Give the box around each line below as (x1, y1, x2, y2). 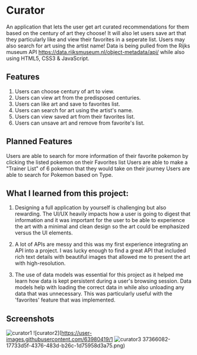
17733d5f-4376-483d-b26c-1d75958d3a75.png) (6, 342, 126, 349)
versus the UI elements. (14, 229, 73, 236)
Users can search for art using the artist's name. (14, 106, 134, 113)
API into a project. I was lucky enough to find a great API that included (14, 247, 186, 254)
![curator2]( (33, 329, 62, 337)
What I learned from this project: (6, 188, 129, 198)
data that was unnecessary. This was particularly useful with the (14, 290, 173, 297)
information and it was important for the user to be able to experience (14, 217, 185, 224)
